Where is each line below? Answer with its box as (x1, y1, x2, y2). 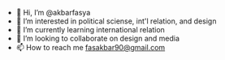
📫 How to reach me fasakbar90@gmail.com (15, 43, 166, 52)
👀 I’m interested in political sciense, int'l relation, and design (15, 16, 217, 26)
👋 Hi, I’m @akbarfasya (15, 8, 91, 17)
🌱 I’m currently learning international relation (15, 25, 165, 34)
